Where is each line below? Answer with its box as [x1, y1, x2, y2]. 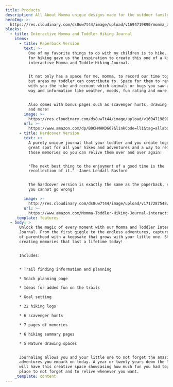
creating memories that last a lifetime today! [19, 239, 124, 244]
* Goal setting [19, 294, 52, 300]
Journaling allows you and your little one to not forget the [19, 355, 155, 360]
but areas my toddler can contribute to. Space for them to [28, 79, 160, 84]
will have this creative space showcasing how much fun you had [19, 364, 160, 370]
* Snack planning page [19, 276, 68, 281]
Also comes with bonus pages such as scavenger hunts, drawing [28, 102, 167, 107]
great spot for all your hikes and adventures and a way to [28, 145, 160, 150]
